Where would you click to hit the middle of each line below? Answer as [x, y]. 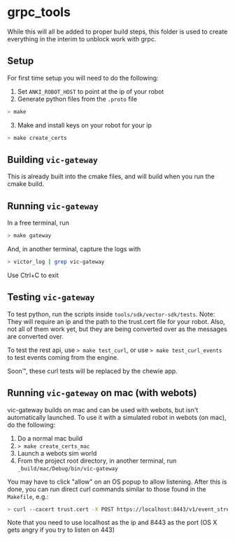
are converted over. [36, 336]
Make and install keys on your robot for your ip [84, 125]
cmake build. [26, 184]
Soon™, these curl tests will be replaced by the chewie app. [93, 371]
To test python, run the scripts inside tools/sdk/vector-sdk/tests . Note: [111, 314]
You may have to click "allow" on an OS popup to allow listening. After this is [117, 482]
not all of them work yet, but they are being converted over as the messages [117, 329]
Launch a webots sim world [57, 453]
